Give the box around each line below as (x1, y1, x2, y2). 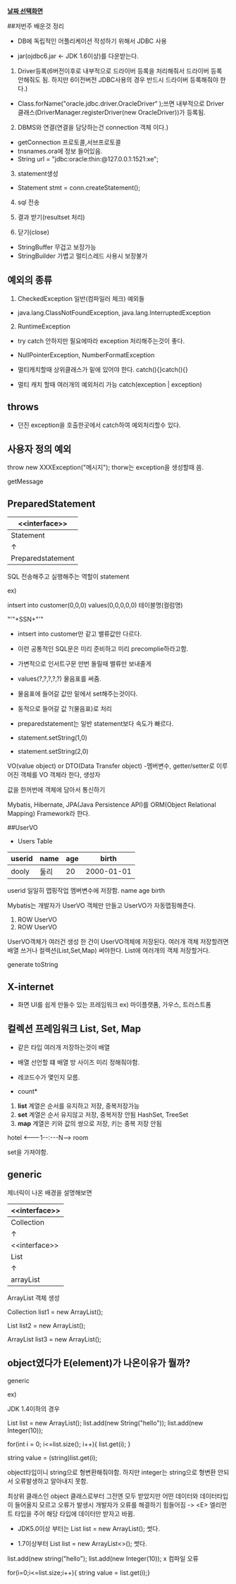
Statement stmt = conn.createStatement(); (17, 183, 141, 192)
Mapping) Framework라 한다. (7, 810, 90, 818)
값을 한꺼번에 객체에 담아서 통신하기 (7, 786, 106, 794)
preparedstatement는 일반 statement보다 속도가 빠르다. (17, 719, 174, 728)
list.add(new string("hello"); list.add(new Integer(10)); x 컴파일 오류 (7, 1554, 199, 1563)
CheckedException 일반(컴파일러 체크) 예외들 (17, 294, 145, 302)
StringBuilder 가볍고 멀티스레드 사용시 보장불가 (17, 252, 148, 260)
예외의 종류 (7, 274, 53, 286)
